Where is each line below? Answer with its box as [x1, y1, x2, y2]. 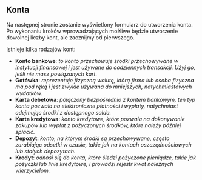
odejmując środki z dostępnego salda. [15, 108, 112, 116]
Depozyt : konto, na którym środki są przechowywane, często [15, 135, 170, 142]
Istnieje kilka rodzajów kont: [6, 45, 76, 53]
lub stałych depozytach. [15, 147, 76, 155]
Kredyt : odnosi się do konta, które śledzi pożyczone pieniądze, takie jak [15, 154, 196, 161]
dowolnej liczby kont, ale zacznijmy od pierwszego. [6, 33, 135, 41]
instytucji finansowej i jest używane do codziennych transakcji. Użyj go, [15, 64, 196, 71]
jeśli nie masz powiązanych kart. [15, 70, 98, 78]
